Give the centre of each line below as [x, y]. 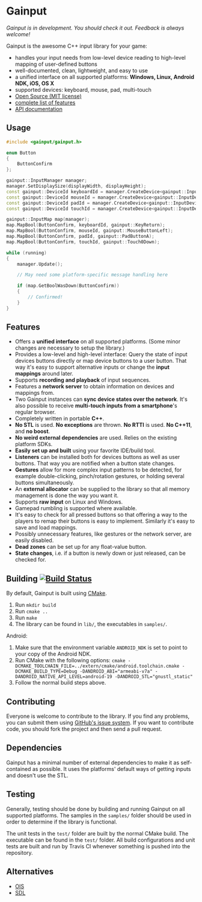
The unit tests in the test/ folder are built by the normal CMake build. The [97, 833]
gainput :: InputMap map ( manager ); [48, 219]
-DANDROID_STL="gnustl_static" [154, 677]
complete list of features [45, 102]
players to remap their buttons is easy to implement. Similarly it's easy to [105, 521]
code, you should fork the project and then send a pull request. [84, 729]
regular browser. [35, 412]
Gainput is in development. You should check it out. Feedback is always [95, 28]
